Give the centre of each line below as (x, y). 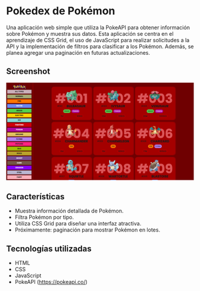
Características (35, 197)
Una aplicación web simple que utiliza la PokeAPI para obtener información (98, 27)
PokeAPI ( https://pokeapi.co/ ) (51, 282)
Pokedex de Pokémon (61, 11)
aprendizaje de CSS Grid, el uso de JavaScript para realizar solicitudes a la (98, 40)
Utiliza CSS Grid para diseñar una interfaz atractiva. (78, 224)
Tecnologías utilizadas (49, 248)
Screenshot (28, 72)
